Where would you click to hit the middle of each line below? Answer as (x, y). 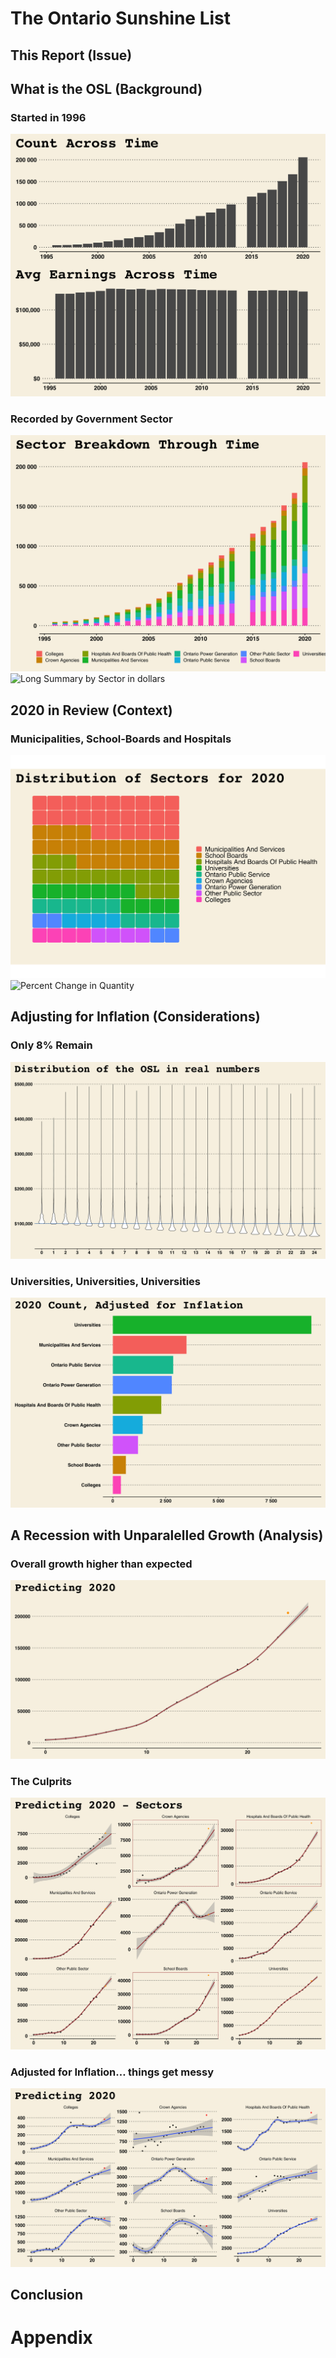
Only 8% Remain (51, 1045)
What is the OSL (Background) (106, 88)
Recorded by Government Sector (91, 419)
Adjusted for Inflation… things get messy (112, 2072)
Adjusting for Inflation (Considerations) (135, 1017)
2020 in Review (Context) (91, 710)
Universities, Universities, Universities (105, 1281)
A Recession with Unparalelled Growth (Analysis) (167, 1535)
